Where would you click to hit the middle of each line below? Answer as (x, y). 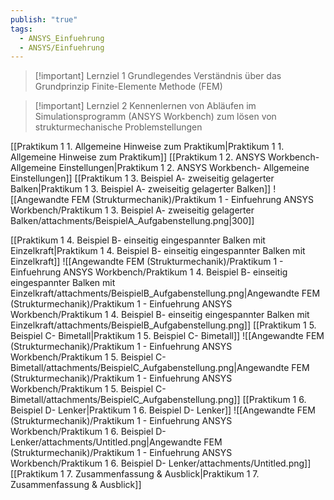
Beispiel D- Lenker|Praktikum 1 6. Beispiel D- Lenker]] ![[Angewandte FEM (163, 410)
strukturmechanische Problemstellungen (118, 127)
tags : (21, 29)
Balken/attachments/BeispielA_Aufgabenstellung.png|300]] (132, 221)
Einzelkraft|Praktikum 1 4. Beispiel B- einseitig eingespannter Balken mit (158, 251)
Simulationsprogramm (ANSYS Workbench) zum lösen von (155, 117)
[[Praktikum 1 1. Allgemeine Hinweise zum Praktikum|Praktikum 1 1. (147, 147)
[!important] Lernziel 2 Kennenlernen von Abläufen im (145, 106)
